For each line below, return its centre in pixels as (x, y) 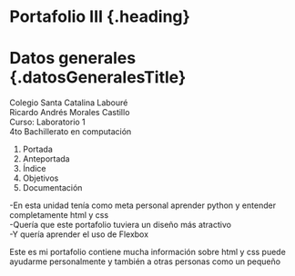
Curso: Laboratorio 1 (48, 122)
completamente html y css (59, 215)
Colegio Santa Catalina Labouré (69, 103)
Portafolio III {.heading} (100, 17)
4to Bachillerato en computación (71, 132)
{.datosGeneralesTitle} (98, 78)
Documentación (52, 188)
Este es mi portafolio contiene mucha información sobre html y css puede (148, 252)
